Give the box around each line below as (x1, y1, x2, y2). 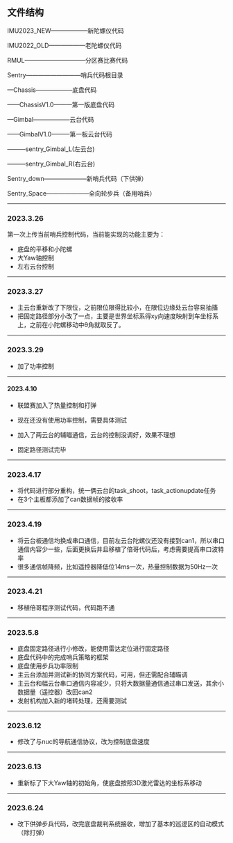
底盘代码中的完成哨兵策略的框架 (17, 653, 109, 661)
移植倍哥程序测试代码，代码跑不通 (17, 603, 115, 611)
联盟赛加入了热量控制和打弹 (17, 401, 97, 409)
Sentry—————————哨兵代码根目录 (7, 70, 123, 79)
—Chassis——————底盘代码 (7, 86, 97, 94)
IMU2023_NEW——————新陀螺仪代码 (7, 26, 124, 35)
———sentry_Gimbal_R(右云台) (7, 159, 96, 168)
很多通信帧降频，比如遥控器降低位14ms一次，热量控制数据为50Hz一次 (17, 562, 218, 571)
